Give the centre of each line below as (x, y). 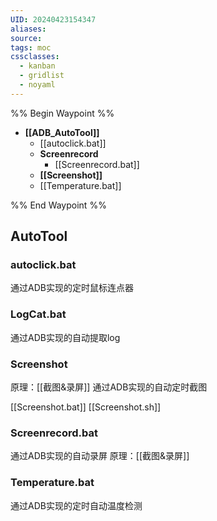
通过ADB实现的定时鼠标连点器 (72, 288)
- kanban (37, 66)
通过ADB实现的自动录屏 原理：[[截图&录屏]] (100, 456)
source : (26, 38)
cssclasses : (35, 57)
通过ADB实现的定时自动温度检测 (76, 505)
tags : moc (31, 47)
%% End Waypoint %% (58, 205)
